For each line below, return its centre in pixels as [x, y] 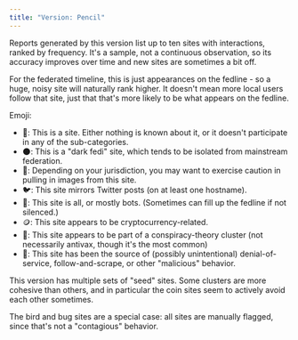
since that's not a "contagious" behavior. [84, 326]
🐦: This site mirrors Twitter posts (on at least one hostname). [134, 190]
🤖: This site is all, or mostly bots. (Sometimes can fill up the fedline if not [154, 202]
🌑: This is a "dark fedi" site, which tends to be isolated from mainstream [155, 151]
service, [37, 263]
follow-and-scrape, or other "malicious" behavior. [145, 263]
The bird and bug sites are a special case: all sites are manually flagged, [141, 316]
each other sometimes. [52, 299]
